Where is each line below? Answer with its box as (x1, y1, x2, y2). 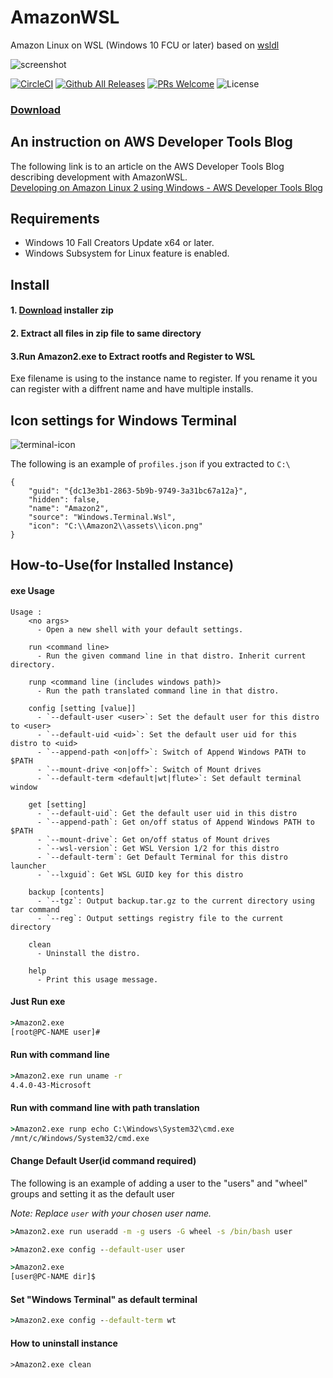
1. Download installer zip (10, 304, 114, 316)
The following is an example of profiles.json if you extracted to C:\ (10, 458, 291, 470)
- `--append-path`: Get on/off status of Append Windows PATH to (36, 817, 315, 827)
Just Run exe (10, 996, 66, 1008)
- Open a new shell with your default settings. (36, 624, 244, 635)
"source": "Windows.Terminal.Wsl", (28, 512, 177, 523)
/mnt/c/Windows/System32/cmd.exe (10, 1133, 150, 1143)
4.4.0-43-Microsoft (10, 1080, 92, 1090)
